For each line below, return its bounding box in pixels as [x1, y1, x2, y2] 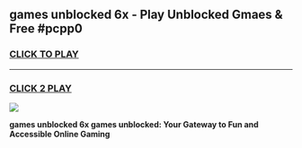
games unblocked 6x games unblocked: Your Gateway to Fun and [9, 118, 259, 129]
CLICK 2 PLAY [9, 82, 72, 94]
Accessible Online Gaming [9, 128, 111, 139]
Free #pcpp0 [9, 22, 83, 37]
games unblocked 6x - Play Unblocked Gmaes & [9, 7, 283, 22]
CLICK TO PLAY [9, 48, 79, 61]
